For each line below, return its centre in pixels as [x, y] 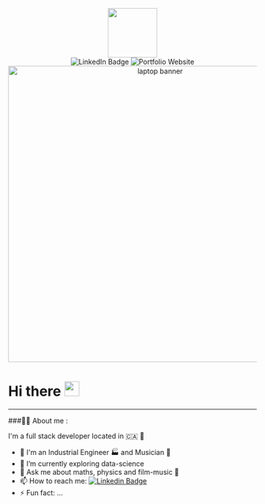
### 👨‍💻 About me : [38, 420]
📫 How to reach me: [53, 480]
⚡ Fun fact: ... [41, 492]
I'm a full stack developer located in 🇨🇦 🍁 [77, 436]
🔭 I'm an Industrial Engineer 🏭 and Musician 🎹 [95, 452]
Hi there [35, 391]
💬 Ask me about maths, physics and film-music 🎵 [99, 472]
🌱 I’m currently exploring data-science [82, 463]
